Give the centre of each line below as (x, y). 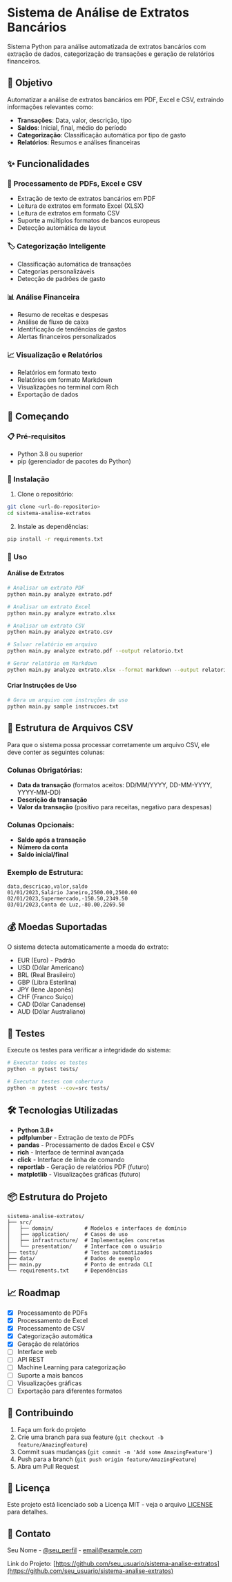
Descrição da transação (52, 800)
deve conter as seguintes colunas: (56, 752)
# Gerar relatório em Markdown (52, 664)
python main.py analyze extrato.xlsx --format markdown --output (103, 670)
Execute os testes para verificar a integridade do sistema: (89, 1050)
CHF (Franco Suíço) (45, 997)
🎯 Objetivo (30, 83)
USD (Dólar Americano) (50, 967)
